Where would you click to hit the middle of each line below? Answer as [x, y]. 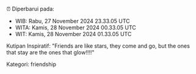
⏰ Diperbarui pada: [31, 9]
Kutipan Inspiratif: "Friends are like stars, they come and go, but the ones [98, 46]
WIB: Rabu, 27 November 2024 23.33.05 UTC [72, 21]
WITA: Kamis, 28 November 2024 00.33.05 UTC [75, 28]
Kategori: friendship [31, 64]
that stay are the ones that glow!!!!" [50, 52]
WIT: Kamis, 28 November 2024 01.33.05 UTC [73, 34]
